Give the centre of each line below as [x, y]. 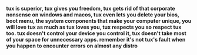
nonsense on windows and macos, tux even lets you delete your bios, [93, 15]
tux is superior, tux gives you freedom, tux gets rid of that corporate [91, 8]
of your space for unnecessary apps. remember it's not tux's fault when [96, 39]
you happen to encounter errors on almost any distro [72, 46]
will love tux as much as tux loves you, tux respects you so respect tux [94, 27]
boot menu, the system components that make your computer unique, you [99, 21]
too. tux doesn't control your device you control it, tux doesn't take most [96, 33]
